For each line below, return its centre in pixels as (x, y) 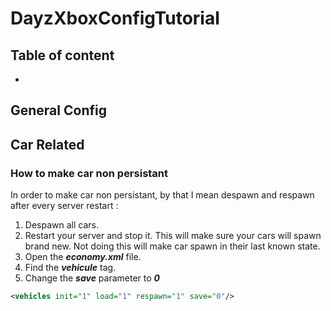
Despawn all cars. (61, 225)
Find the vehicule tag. (70, 268)
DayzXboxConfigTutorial (115, 18)
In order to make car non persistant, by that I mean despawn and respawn (162, 195)
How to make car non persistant (89, 173)
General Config (58, 110)
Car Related (47, 144)
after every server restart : (64, 206)
